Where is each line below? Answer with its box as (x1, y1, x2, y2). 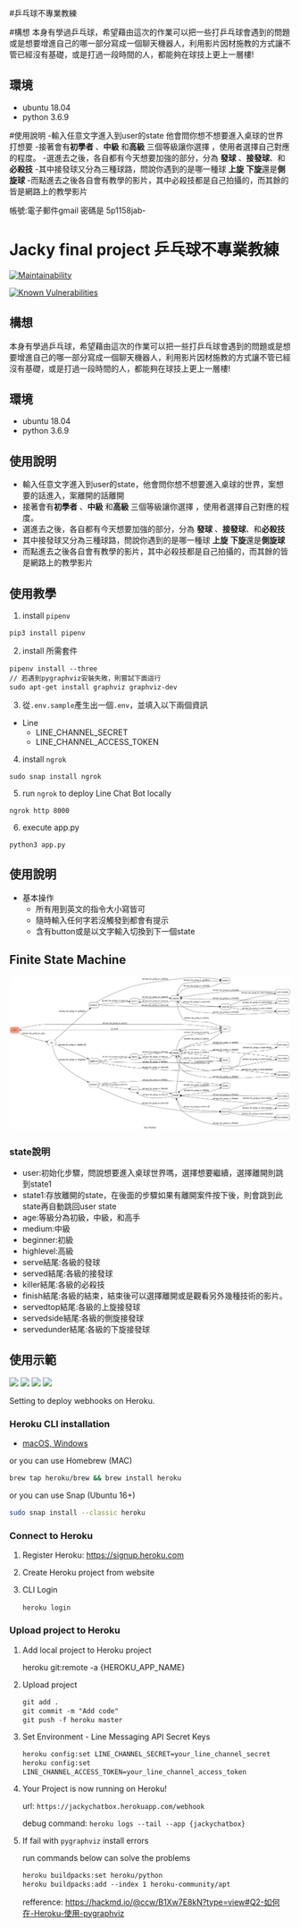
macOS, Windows (21, 1438, 88, 1449)
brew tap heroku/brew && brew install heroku (9, 1474, 181, 1483)
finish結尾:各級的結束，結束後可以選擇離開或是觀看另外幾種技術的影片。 (21, 1290, 287, 1301)
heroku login (21, 1603, 71, 1612)
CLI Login (21, 1585, 58, 1595)
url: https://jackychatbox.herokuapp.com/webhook (21, 1800, 205, 1811)
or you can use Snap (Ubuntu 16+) (9, 1490, 136, 1500)
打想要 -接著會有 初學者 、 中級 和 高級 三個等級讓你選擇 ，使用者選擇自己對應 (9, 141, 290, 152)
